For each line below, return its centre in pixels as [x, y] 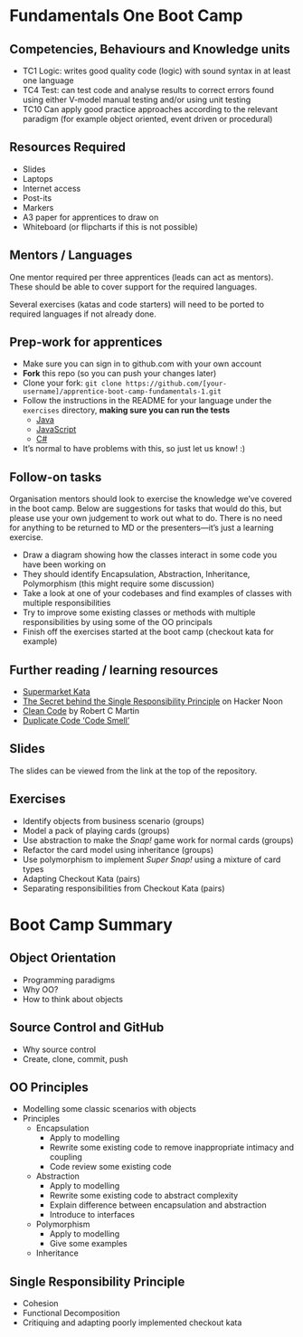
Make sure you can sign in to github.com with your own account [142, 364]
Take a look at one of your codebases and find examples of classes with [157, 593]
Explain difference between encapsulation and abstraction [158, 1205]
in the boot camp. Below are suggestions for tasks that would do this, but [146, 508]
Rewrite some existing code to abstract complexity [144, 1196]
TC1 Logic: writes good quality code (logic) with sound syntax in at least [156, 71]
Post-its [37, 198]
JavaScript [56, 430]
